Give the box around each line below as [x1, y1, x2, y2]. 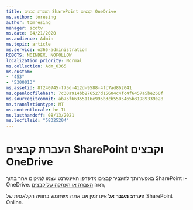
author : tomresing [6, 19, 51, 25]
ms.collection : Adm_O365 [6, 63, 67, 69]
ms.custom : [6, 69, 33, 74]
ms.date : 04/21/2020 [6, 31, 57, 36]
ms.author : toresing [6, 14, 57, 20]
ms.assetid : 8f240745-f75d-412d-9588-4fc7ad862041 [6, 85, 132, 91]
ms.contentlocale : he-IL [6, 107, 67, 113]
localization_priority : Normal [6, 57, 82, 63]
